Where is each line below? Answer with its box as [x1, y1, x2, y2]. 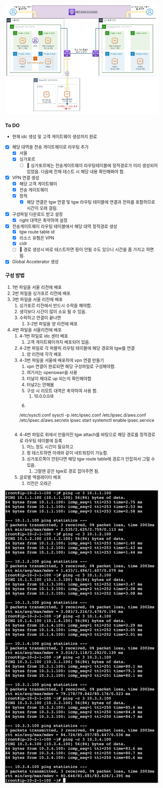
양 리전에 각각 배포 [26, 351, 62, 357]
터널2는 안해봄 [26, 381, 54, 387]
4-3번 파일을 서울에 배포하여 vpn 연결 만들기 [19, 357, 104, 363]
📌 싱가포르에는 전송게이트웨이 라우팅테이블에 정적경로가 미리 [26, 162, 142, 168]
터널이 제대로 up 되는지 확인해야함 [26, 375, 92, 381]
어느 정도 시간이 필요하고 [26, 444, 74, 450]
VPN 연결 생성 [12, 174, 40, 180]
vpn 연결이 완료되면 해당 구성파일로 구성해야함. [26, 363, 116, 369]
